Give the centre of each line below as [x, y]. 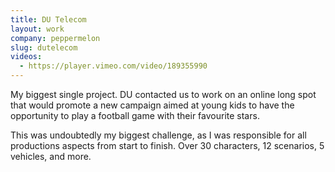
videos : [26, 57]
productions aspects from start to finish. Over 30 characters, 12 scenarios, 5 [167, 145]
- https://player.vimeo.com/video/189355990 [113, 66]
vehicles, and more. [51, 156]
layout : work [37, 29]
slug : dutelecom [44, 47]
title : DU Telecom [48, 19]
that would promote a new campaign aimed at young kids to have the [152, 105]
